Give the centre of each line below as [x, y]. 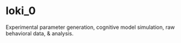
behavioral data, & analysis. [40, 33]
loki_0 [21, 11]
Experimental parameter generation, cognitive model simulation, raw [90, 27]
